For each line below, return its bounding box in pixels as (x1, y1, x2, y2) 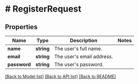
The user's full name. (54, 45, 103, 52)
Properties (5, 23, 38, 31)
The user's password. (54, 61, 104, 67)
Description (70, 37, 98, 44)
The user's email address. (54, 53, 113, 60)
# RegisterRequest (5, 3, 81, 15)
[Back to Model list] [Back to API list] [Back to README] (5, 74, 116, 79)
